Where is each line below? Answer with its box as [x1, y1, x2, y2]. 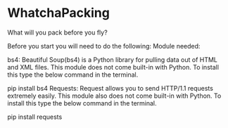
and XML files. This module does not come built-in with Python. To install [7, 63, 220, 71]
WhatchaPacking [7, 5, 110, 21]
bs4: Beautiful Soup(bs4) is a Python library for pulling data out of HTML [7, 55, 218, 64]
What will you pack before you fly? [7, 28, 108, 37]
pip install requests [7, 113, 63, 121]
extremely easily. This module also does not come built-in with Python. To [7, 91, 222, 100]
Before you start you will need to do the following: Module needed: [7, 41, 201, 50]
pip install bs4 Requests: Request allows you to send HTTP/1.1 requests [7, 84, 213, 92]
